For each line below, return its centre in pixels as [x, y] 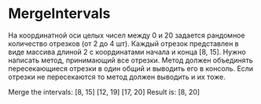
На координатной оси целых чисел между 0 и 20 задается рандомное [127, 35]
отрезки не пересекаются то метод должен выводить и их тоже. [117, 77]
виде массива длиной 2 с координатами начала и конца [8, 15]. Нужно [127, 52]
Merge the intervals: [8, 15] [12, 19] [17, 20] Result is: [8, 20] [104, 91]
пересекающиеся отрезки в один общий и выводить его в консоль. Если [131, 68]
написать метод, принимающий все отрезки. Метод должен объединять [130, 60]
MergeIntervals [59, 14]
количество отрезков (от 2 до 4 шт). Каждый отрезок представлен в [123, 43]
